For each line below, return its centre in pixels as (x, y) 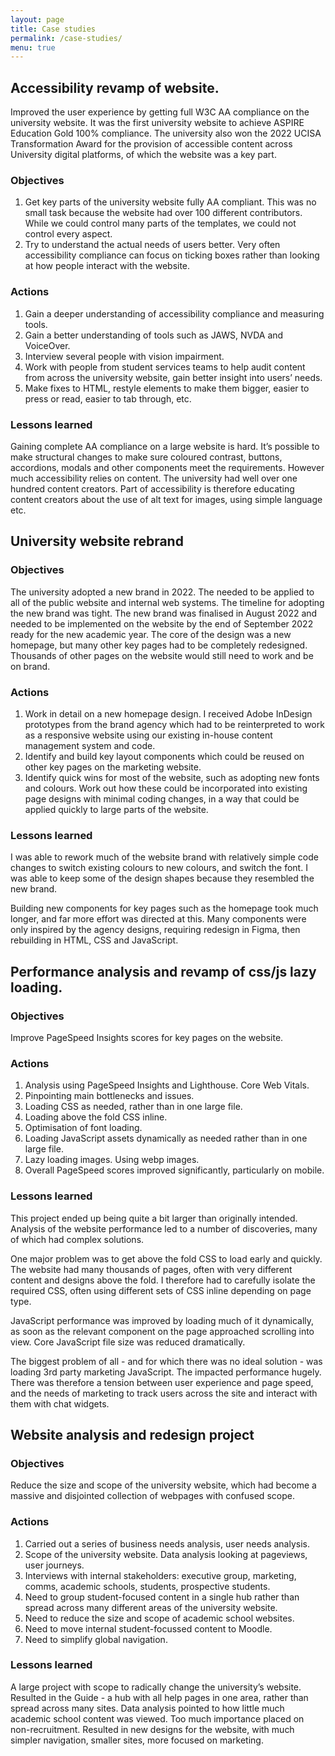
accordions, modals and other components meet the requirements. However (167, 467)
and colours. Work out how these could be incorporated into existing (166, 788)
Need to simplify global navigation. (96, 1639)
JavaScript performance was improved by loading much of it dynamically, (162, 1320)
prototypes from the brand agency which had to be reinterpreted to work (174, 724)
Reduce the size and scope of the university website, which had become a (163, 1485)
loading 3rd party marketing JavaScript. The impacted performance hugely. (166, 1372)
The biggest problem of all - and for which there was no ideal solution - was (166, 1361)
